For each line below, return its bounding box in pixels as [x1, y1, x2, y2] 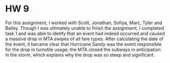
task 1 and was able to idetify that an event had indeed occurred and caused [5, 30, 165, 36]
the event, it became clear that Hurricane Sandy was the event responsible [5, 41, 162, 47]
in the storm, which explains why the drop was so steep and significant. [5, 51, 155, 58]
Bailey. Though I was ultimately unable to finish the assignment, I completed [5, 25, 164, 31]
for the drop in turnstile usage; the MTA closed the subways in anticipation [5, 46, 161, 52]
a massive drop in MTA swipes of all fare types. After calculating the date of [5, 36, 164, 42]
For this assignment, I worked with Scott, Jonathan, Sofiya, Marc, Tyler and [5, 20, 162, 26]
